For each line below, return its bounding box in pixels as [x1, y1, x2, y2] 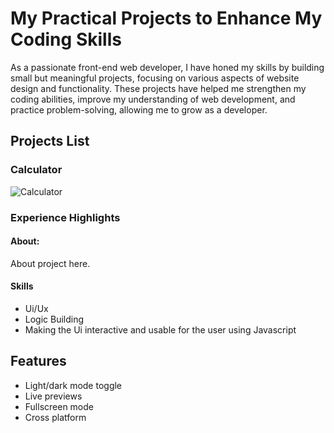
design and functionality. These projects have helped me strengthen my [10, 82, 307, 94]
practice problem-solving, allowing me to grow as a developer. [10, 103, 268, 116]
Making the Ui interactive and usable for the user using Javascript [24, 323, 297, 336]
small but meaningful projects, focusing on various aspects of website [10, 72, 300, 84]
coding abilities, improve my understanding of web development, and [10, 93, 296, 105]
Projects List [10, 133, 90, 150]
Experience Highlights [10, 210, 121, 224]
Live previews [24, 390, 83, 402]
